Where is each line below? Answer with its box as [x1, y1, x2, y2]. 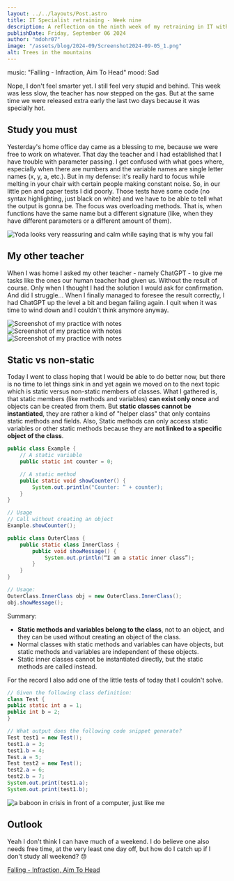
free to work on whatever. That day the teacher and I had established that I [7, 150, 221, 158]
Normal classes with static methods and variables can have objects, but [17, 640, 224, 648]
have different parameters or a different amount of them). [7, 217, 172, 225]
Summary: [7, 611, 37, 620]
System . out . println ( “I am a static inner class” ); [44, 554, 195, 561]
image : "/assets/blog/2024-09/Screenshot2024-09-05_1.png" [7, 42, 182, 49]
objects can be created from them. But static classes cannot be [7, 402, 192, 411]
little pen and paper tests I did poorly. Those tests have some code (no [7, 187, 210, 195]
